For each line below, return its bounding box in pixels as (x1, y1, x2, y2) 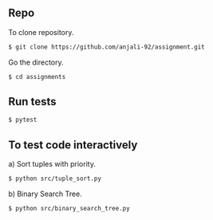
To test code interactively (8, 138, 138, 151)
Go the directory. (8, 57, 64, 67)
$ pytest (8, 116, 37, 124)
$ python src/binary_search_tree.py (8, 204, 130, 212)
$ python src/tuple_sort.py (8, 175, 102, 183)
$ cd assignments (8, 73, 66, 81)
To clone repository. (8, 27, 74, 37)
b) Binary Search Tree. (8, 189, 82, 198)
